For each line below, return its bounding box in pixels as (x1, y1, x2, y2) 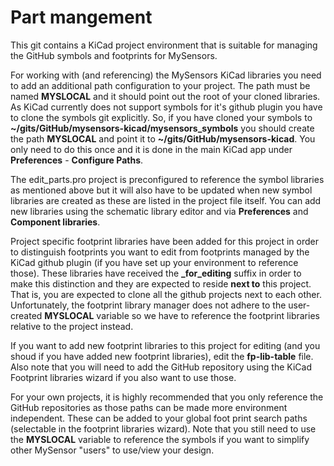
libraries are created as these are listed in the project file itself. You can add (10, 194, 322, 206)
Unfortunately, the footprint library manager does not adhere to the (10, 299, 287, 311)
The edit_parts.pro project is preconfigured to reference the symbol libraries (10, 173, 325, 185)
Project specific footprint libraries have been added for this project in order (10, 235, 320, 247)
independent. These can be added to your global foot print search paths (10, 412, 308, 424)
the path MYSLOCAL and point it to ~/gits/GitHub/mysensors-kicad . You (10, 132, 316, 145)
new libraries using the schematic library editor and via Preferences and (10, 205, 309, 217)
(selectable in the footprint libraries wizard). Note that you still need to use (10, 422, 317, 435)
